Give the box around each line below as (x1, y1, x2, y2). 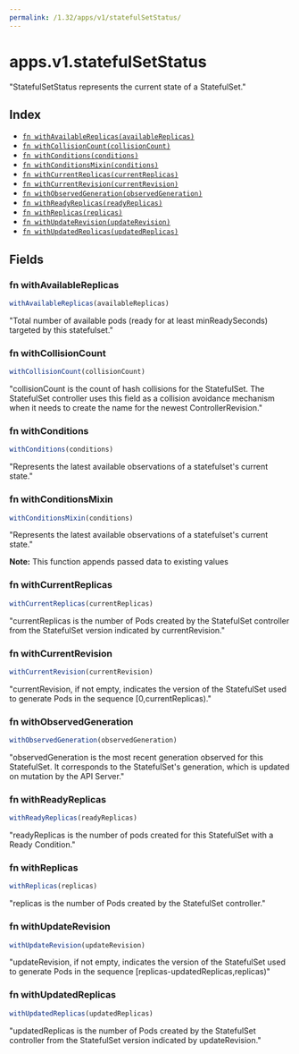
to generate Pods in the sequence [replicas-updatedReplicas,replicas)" (9, 966, 270, 977)
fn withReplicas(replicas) (21, 208, 123, 217)
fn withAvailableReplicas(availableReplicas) (21, 132, 195, 141)
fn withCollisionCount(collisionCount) (21, 142, 171, 151)
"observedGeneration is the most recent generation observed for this (9, 752, 263, 762)
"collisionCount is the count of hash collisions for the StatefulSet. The (9, 384, 265, 395)
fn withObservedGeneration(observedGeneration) (21, 190, 203, 199)
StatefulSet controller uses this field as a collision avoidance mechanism (9, 393, 275, 404)
